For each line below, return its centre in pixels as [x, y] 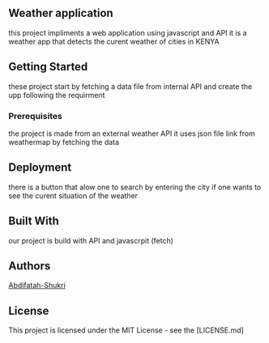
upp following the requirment [57, 95]
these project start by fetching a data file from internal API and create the [130, 86]
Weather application [61, 13]
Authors [30, 266]
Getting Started [48, 67]
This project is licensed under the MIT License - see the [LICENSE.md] [126, 330]
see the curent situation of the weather [73, 195]
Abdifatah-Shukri [37, 286]
